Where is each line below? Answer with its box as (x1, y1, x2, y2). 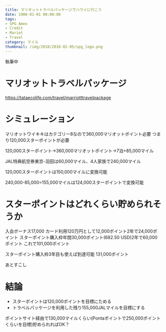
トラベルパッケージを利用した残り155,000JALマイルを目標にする (12, 305, 145, 311)
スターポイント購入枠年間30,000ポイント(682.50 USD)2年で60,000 (19, 235, 158, 241)
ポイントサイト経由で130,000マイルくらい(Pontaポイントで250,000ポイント (5, 315, 161, 321)
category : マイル (5, 40, 39, 45)
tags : (5, 16, 16, 21)
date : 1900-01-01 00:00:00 (5, 12, 61, 17)
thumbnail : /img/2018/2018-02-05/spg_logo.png (5, 44, 103, 49)
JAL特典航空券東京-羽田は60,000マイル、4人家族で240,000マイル (5, 158, 141, 164)
